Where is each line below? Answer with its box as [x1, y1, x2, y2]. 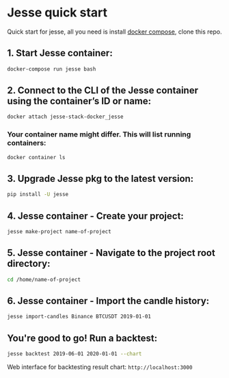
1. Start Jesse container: [7, 47, 113, 59]
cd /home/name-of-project [7, 276, 81, 283]
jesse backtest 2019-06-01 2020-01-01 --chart [7, 351, 142, 357]
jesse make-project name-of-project [7, 228, 111, 235]
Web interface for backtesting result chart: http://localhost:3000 [7, 362, 193, 371]
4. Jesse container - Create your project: [7, 210, 185, 222]
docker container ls [7, 154, 66, 161]
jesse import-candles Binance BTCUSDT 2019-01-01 [7, 314, 152, 320]
